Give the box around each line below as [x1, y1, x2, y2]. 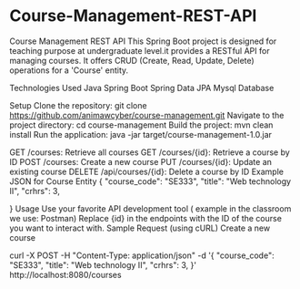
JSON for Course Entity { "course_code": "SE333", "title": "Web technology [9, 175, 292, 187]
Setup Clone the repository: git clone [9, 99, 147, 110]
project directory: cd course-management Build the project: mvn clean [9, 119, 274, 130]
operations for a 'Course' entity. [9, 65, 129, 76]
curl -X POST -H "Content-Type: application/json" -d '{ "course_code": [9, 250, 275, 261]
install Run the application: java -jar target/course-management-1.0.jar [9, 129, 273, 139]
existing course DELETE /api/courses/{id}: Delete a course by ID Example [9, 166, 285, 177]
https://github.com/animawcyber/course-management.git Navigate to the [9, 109, 285, 120]
